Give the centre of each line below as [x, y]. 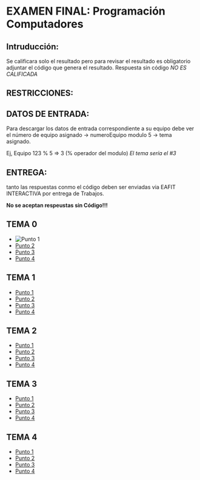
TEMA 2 [22, 331]
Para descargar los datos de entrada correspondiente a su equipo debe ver [100, 128]
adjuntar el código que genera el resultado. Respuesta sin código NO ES [96, 68]
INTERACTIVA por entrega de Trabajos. [55, 193]
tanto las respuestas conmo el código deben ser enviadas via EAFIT [91, 187]
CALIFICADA [22, 74]
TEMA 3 [22, 384]
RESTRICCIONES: [40, 93]
